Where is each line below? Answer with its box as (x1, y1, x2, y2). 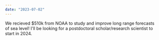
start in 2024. (5, 30, 32, 36)
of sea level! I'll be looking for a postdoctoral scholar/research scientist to (5, 25, 153, 31)
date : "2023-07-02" (5, 7, 45, 12)
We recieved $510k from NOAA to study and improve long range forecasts (5, 20, 155, 26)
